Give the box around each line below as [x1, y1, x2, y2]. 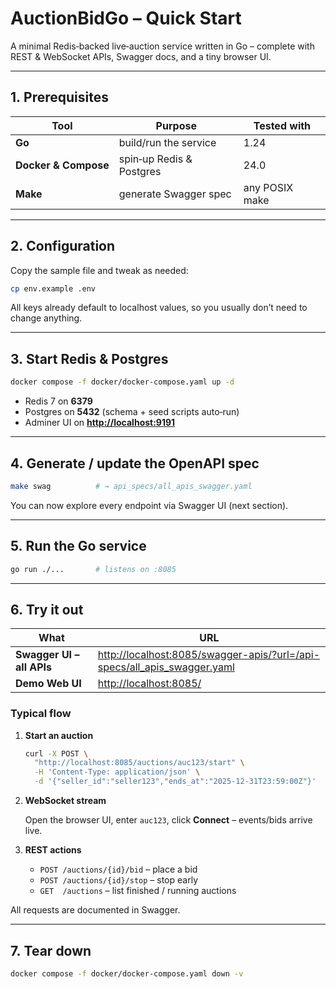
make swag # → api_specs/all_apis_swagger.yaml [10, 481, 253, 491]
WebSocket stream [24, 795, 107, 807]
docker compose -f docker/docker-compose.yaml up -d [10, 377, 235, 387]
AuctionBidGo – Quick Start [10, 7, 242, 30]
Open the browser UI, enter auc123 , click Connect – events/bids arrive [24, 814, 313, 826]
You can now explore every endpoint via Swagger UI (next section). [10, 499, 289, 511]
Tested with [253, 118, 312, 132]
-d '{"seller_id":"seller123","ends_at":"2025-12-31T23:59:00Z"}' [34, 777, 317, 787]
